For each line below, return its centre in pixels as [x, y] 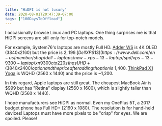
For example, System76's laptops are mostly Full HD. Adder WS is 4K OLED [81, 48]
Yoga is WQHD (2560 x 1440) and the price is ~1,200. [59, 74]
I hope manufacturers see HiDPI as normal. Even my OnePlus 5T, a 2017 [78, 103]
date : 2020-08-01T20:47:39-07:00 [39, 14]
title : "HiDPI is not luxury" [36, 10]
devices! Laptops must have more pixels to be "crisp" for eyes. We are [76, 113]
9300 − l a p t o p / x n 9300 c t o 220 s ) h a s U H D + [48, 63]
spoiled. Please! [21, 119]
